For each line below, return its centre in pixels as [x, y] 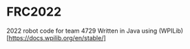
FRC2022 [34, 12]
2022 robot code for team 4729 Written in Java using [82, 31]
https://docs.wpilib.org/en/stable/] [57, 37]
